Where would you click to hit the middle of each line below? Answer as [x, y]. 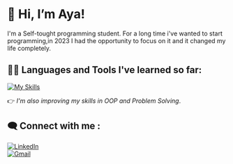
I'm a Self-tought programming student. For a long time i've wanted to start [115, 33]
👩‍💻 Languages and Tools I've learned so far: [105, 70]
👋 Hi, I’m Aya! [46, 14]
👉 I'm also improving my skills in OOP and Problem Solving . [94, 101]
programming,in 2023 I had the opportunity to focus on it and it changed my [116, 40]
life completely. [29, 48]
